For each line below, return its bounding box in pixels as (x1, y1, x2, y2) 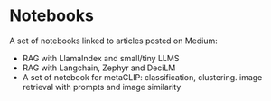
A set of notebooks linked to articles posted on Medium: (9, 35, 219, 46)
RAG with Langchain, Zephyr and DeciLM (22, 62, 176, 73)
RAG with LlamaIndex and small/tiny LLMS (22, 52, 180, 63)
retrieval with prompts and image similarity (22, 81, 182, 92)
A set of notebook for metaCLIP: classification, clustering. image (22, 71, 263, 82)
